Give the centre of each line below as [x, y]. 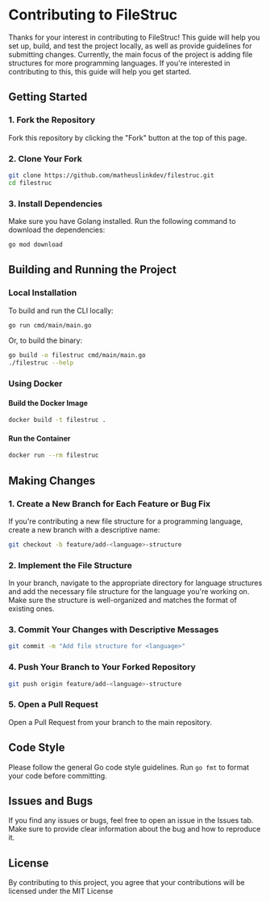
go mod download [35, 244]
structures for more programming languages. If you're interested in [119, 63]
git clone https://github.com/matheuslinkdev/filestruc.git [112, 175]
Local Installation [43, 293]
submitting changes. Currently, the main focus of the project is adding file [131, 54]
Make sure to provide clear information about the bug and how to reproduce [135, 829]
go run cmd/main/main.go [50, 325]
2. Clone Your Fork [46, 158]
